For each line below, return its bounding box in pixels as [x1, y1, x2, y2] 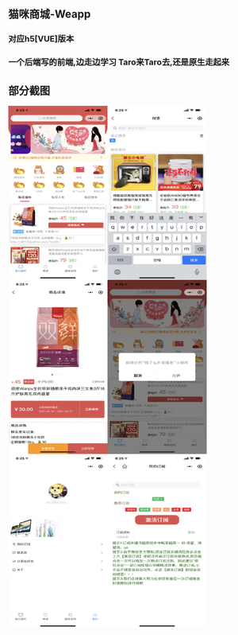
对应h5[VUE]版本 [8, 33, 75, 45]
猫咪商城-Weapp [8, 7, 91, 21]
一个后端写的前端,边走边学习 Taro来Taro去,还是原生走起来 [8, 56, 230, 68]
